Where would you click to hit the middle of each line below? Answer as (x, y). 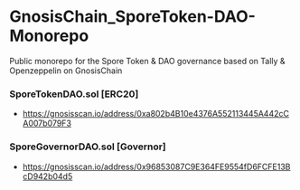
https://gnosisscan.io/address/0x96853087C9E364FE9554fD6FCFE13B (156, 166)
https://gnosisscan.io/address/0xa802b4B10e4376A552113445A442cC (155, 114)
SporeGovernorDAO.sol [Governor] (88, 147)
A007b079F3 (47, 123)
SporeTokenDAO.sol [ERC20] (74, 94)
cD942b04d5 (47, 176)
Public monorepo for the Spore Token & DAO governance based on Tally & (148, 61)
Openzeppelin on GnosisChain (66, 71)
